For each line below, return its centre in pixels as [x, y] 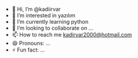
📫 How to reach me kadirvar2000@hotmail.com [72, 35]
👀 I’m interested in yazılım [43, 15]
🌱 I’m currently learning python [50, 22]
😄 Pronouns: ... [31, 43]
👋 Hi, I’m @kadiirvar [36, 9]
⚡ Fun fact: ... [28, 50]
